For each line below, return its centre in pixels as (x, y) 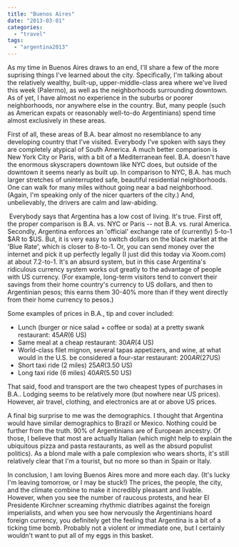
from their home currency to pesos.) (61, 300)
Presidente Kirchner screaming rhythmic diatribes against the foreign (109, 505)
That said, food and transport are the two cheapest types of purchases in (115, 387)
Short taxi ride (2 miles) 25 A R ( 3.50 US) (75, 365)
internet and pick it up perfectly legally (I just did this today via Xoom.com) (117, 254)
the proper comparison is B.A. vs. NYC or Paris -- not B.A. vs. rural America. (119, 224)
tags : (15, 41)
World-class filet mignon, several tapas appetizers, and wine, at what (119, 350)
